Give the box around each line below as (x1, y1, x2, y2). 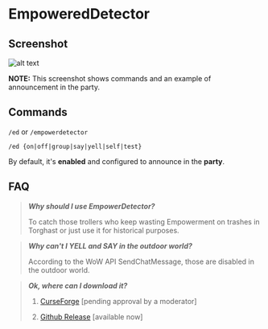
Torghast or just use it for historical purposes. (27, 225, 179, 235)
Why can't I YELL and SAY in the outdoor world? (27, 241, 193, 250)
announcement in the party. (8, 82, 101, 92)
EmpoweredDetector (8, 5, 150, 23)
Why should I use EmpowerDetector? (27, 201, 155, 211)
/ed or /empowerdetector (8, 126, 89, 137)
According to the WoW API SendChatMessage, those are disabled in (27, 257, 255, 266)
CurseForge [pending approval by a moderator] (39, 296, 197, 306)
